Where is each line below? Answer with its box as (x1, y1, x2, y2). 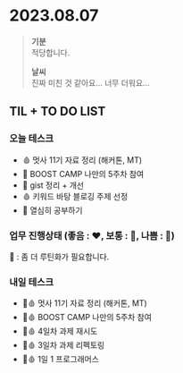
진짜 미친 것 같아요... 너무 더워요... (30, 77, 150, 88)
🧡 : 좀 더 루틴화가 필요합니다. (9, 251, 110, 262)
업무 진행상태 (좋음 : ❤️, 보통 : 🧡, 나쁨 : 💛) (9, 229, 176, 242)
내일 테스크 (9, 276, 54, 288)
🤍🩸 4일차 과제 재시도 (21, 326, 98, 336)
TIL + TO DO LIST (9, 104, 106, 119)
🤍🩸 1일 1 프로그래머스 (21, 354, 100, 365)
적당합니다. (30, 47, 71, 58)
